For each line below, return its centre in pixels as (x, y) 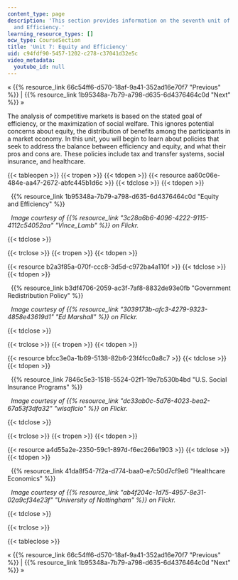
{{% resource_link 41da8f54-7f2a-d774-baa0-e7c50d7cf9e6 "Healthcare (118, 471)
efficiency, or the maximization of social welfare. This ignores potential (111, 123)
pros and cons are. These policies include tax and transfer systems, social (116, 154)
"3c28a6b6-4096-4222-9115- (164, 217)
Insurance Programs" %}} (45, 387)
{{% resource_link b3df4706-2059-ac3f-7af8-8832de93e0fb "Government (120, 288)
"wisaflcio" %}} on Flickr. (91, 408)
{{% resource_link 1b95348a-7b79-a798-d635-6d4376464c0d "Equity (114, 196)
